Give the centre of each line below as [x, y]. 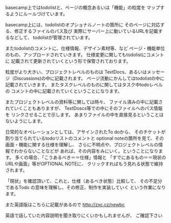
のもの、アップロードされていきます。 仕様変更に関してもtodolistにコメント [85, 55]
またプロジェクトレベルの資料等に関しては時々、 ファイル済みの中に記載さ [84, 102]
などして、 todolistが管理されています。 [51, 38]
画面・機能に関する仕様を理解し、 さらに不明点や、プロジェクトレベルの [82, 145]
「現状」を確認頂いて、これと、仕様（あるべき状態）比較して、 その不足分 [84, 181]
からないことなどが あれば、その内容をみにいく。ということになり [89, 151]
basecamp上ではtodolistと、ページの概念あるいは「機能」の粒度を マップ [83, 7]
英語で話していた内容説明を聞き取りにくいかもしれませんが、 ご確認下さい [84, 215]
